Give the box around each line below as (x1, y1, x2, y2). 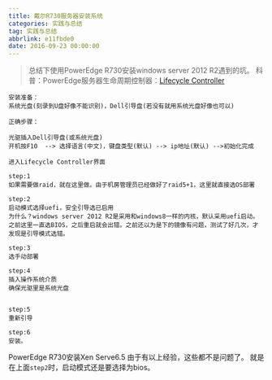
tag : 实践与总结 (8, 27, 58, 35)
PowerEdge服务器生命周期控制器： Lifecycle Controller (42, 76, 225, 85)
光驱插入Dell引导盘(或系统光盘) (8, 133, 103, 142)
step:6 (8, 329, 31, 337)
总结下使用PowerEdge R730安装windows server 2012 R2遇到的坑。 (28, 66, 254, 76)
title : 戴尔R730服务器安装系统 (8, 11, 103, 20)
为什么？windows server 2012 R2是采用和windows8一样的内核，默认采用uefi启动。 (8, 212, 260, 221)
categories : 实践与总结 (8, 20, 83, 28)
